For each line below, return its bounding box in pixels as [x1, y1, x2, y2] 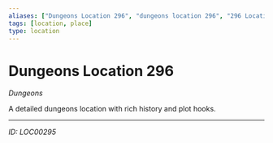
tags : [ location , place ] [8, 19, 93, 27]
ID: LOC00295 [8, 127, 57, 137]
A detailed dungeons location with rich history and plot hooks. [8, 104, 217, 114]
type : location [8, 27, 60, 35]
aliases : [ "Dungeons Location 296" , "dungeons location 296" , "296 [8, 11, 242, 20]
